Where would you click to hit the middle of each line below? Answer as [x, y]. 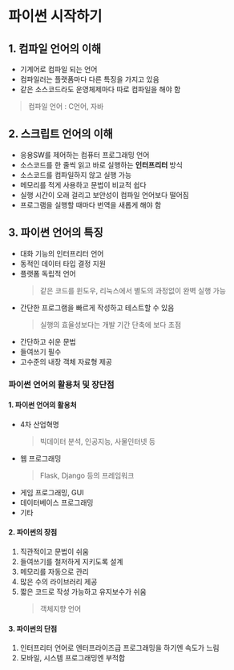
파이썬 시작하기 [55, 16]
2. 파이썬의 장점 [33, 532]
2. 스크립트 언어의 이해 [61, 134]
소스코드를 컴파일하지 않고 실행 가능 [76, 175]
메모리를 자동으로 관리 [54, 571]
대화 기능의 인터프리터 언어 [62, 253]
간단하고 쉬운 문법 [48, 341]
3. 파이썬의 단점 [33, 628]
